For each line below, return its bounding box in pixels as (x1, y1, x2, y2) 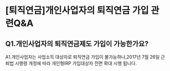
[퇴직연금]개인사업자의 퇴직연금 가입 (5, 5, 149, 16)
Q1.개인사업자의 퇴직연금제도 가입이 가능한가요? (5, 39, 149, 48)
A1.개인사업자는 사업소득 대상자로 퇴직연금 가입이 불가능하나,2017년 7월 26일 (5, 54, 160, 60)
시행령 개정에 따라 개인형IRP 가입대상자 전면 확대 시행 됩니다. (14, 60, 137, 66)
